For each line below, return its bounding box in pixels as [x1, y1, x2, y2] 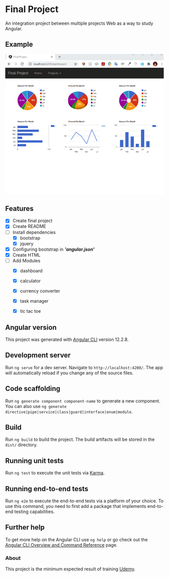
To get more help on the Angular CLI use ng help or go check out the [5, 536, 148, 543]
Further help [5, 523, 45, 532]
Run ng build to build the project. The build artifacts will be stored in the [5, 436, 155, 442]
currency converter [20, 288, 60, 294]
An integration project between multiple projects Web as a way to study [5, 20, 153, 26]
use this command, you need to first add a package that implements [5, 503, 146, 509]
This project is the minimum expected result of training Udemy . [5, 566, 136, 572]
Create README [12, 223, 46, 229]
